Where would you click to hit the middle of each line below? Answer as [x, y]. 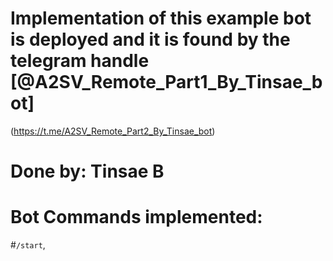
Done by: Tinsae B [87, 171]
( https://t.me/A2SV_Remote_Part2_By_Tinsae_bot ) [113, 131]
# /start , [28, 245]
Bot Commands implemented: [136, 217]
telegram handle [80, 61]
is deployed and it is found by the [150, 39]
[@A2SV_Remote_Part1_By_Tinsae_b [166, 82]
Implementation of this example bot [161, 18]
